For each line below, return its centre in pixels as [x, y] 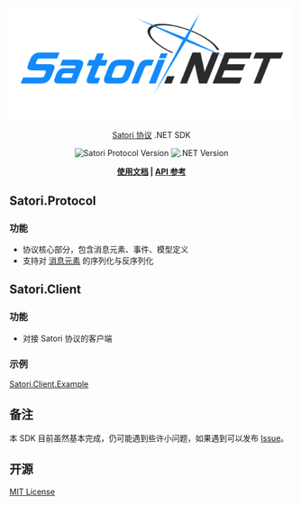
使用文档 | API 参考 [151, 172]
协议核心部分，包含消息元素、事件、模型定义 [105, 250]
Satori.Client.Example [49, 384]
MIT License [32, 491]
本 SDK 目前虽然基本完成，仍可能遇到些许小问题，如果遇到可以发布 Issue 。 [149, 438]
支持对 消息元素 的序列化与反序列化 [88, 261]
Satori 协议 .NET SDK [151, 135]
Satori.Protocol [53, 201]
